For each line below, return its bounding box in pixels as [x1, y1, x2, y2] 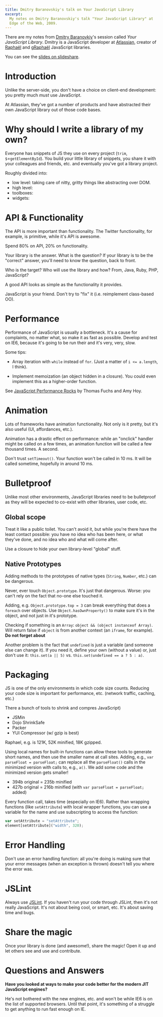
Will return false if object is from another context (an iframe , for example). [5, 627, 154, 633]
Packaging [5, 669, 49, 680]
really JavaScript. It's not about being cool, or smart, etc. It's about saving [5, 904, 153, 910]
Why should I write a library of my [5, 124, 144, 135]
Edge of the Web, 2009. [9, 20, 57, 26]
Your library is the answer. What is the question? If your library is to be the [5, 252, 153, 258]
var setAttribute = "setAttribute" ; [5, 819, 79, 824]
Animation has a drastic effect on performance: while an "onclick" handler [5, 436, 153, 441]
